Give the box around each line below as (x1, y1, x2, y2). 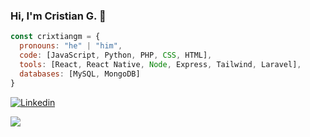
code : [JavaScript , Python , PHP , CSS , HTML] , (19, 50, 213, 61)
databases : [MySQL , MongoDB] (19, 69, 141, 79)
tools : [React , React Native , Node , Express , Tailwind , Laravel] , (19, 59, 302, 69)
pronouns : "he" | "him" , (19, 41, 123, 51)
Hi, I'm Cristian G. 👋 (10, 9, 107, 23)
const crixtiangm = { (10, 32, 101, 42)
